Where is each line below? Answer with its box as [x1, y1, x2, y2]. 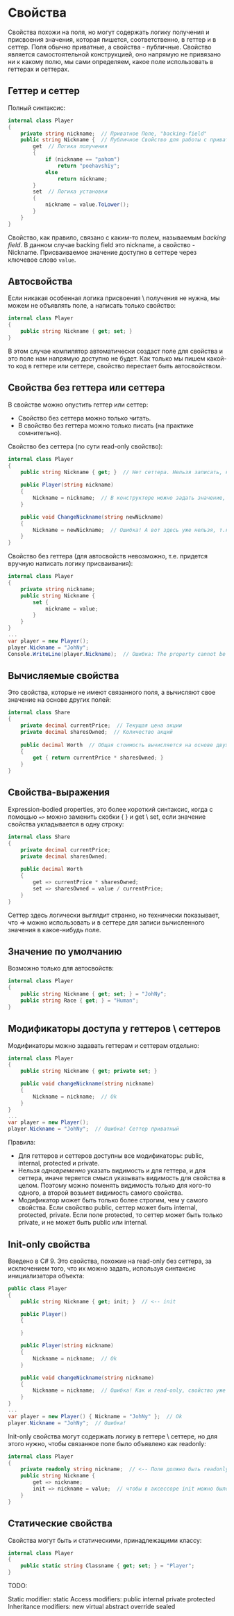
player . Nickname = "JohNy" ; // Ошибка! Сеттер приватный [8, 1126, 179, 1133]
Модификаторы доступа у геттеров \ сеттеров [8, 1023, 222, 1035]
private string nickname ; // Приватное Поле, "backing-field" [20, 130, 208, 137]
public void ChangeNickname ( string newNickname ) [20, 513, 164, 520]
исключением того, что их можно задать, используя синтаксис [8, 1264, 197, 1272]
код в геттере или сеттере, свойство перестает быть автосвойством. [15, 361, 222, 370]
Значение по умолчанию [8, 946, 122, 957]
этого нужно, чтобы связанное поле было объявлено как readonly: [8, 1439, 207, 1448]
